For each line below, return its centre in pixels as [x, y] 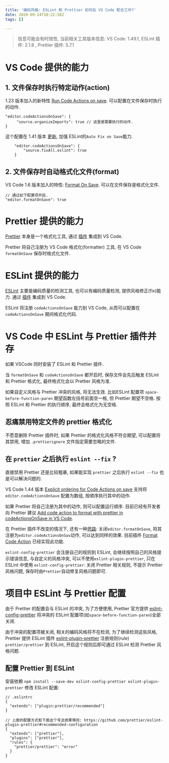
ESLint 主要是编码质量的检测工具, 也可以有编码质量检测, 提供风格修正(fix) [81, 291]
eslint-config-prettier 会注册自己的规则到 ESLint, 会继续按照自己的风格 [81, 552]
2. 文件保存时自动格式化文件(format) [62, 172]
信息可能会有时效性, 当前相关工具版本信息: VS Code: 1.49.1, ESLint [86, 39]
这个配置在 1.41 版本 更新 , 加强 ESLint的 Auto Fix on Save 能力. [69, 137]
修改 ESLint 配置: [42, 688]
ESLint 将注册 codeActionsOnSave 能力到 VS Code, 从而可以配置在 [73, 308]
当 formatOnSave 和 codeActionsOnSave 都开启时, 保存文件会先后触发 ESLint [82, 375]
